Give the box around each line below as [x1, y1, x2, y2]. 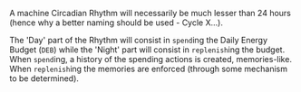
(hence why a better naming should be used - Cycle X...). [9, 17, 224, 28]
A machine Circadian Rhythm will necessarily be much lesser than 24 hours [9, 8, 292, 18]
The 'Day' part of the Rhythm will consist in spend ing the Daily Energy [9, 35, 268, 45]
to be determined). [9, 73, 80, 84]
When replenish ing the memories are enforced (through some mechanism [9, 63, 288, 74]
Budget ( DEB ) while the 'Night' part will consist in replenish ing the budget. [9, 44, 286, 55]
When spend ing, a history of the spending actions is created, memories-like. [9, 54, 293, 64]
